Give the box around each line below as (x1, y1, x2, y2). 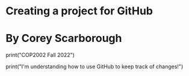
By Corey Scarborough (5, 32, 122, 45)
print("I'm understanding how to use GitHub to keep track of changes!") (5, 63, 184, 70)
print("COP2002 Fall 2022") (5, 51, 75, 59)
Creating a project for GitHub (5, 4, 153, 18)
